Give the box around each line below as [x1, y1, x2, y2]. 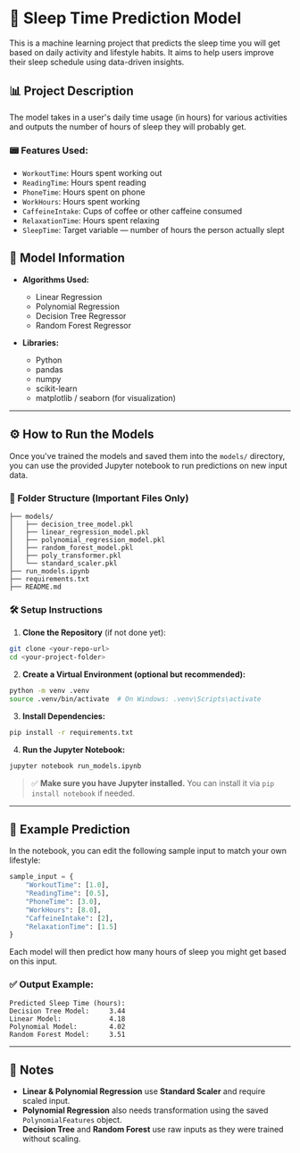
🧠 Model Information [9, 250, 125, 266]
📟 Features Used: [9, 144, 89, 156]
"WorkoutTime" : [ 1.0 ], [25, 881, 110, 890]
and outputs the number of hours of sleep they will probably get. [9, 121, 247, 132]
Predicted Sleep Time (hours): [9, 998, 126, 1007]
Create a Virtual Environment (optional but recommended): [21, 669, 246, 680]
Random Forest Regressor [35, 320, 132, 330]
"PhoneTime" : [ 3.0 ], [25, 897, 102, 906]
